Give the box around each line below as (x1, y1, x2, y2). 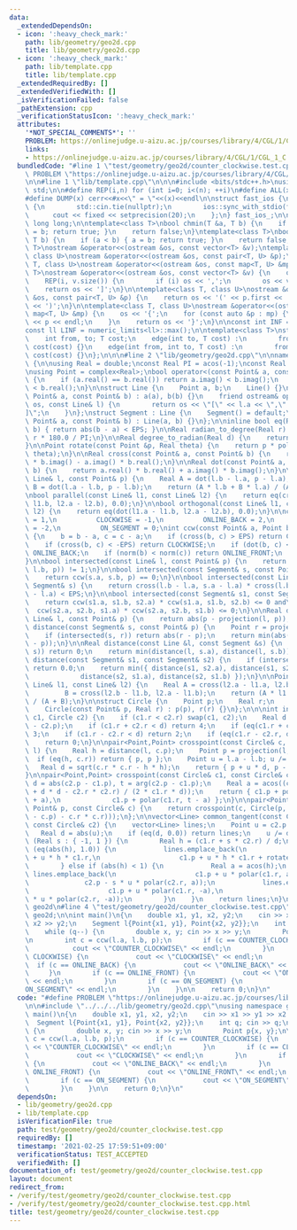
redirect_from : (9, 1183, 65, 1192)
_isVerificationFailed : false (17, 95, 128, 105)
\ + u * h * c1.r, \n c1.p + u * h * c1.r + (25, 853, 263, 862)
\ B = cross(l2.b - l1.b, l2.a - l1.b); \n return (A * (25, 689, 275, 697)
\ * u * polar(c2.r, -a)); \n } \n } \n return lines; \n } (25, 894, 283, 904)
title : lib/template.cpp (25, 71, 117, 80)
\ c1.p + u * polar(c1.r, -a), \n (25, 886, 224, 895)
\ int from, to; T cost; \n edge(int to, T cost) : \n (25, 334, 247, 343)
